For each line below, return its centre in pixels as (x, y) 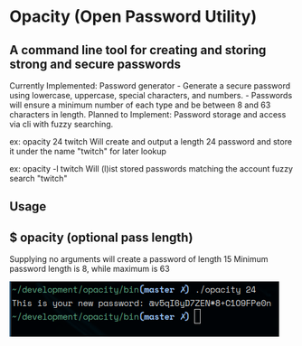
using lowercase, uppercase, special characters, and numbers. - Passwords (151, 95)
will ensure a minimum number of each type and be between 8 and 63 (140, 105)
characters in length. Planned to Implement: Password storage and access (148, 114)
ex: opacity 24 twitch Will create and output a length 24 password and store (151, 141)
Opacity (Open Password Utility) (133, 17)
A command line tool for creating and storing (138, 50)
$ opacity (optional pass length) (101, 237)
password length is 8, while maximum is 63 (90, 269)
